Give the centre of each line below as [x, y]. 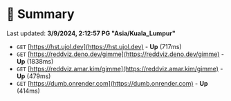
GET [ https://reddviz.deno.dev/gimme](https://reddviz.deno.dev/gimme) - [120, 54]
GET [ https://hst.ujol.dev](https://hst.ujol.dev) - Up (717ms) [99, 46]
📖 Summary [40, 14]
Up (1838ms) [35, 61]
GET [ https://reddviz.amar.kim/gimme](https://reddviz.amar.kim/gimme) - [120, 68]
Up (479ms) [34, 76]
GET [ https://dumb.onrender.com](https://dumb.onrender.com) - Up [112, 83]
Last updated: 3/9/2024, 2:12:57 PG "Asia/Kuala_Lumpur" [91, 33]
